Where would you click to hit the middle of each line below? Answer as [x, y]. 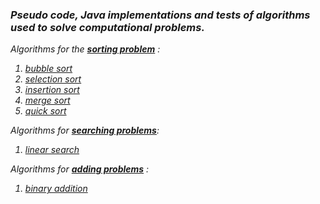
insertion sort [52, 90]
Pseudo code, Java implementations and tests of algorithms [160, 15]
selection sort [53, 79]
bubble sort [48, 69]
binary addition [56, 189]
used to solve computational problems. [107, 27]
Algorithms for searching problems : [85, 130]
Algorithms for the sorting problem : [85, 49]
